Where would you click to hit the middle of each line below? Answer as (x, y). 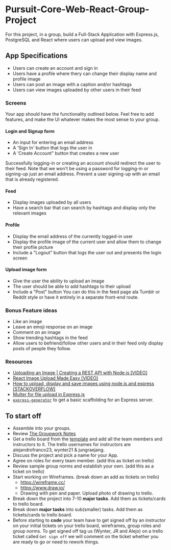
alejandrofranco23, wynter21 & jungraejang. (59, 450)
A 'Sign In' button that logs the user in (52, 148)
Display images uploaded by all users (52, 202)
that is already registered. (32, 179)
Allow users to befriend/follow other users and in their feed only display (88, 343)
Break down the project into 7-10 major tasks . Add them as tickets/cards (89, 499)
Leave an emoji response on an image (53, 327)
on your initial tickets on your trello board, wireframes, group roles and (87, 526)
